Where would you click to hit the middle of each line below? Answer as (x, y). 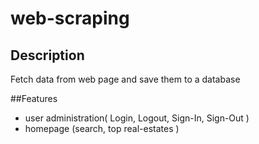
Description (47, 55)
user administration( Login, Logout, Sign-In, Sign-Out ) (137, 118)
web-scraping (70, 18)
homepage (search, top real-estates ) (102, 128)
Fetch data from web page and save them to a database (125, 79)
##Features (34, 98)
